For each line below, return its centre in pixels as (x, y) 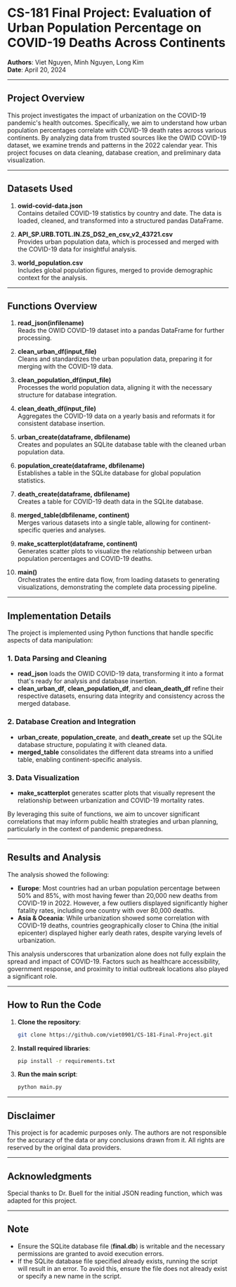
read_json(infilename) (51, 323)
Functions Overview (52, 306)
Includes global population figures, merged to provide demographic (115, 270)
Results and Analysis (54, 858)
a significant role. (32, 976)
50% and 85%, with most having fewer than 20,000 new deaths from (117, 895)
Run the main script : (47, 1074)
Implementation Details (59, 616)
